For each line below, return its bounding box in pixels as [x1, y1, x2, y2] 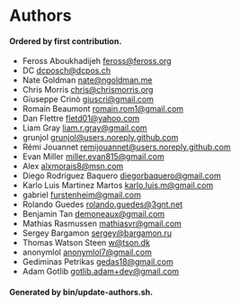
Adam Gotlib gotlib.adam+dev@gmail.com [22, 266, 180, 277]
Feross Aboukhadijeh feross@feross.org [22, 56, 173, 67]
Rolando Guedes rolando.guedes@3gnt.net [22, 199, 183, 210]
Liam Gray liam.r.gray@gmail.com [22, 122, 147, 133]
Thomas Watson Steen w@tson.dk [22, 238, 151, 248]
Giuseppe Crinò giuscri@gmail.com [22, 94, 155, 104]
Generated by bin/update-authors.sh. [9, 286, 154, 297]
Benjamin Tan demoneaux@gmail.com [22, 209, 165, 220]
